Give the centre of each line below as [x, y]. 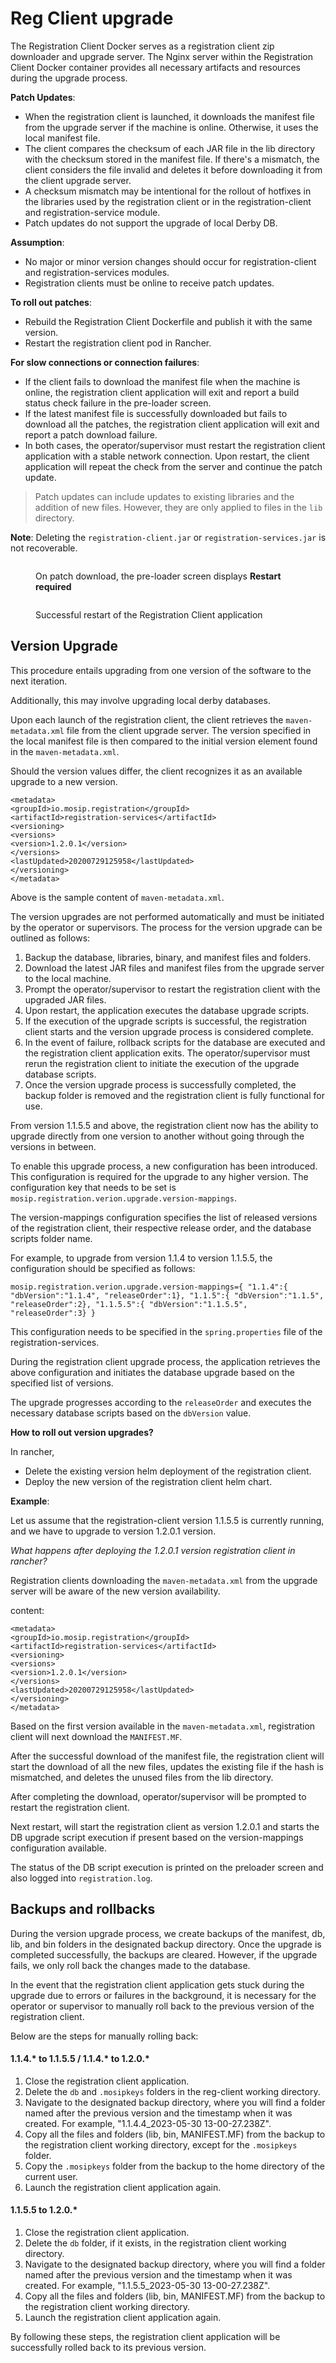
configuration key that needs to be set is [93, 1187]
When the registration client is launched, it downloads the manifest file [170, 116]
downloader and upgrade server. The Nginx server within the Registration [161, 56]
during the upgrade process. [69, 78]
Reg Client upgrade [92, 18]
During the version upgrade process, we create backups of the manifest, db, [168, 1933]
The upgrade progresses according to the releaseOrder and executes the [161, 1402]
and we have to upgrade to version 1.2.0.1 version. [113, 1531]
